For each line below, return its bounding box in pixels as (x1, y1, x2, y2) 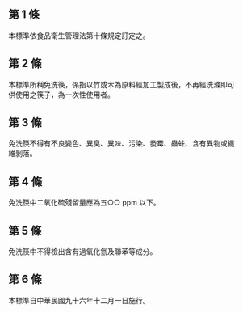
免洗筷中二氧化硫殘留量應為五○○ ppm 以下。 (8, 197, 161, 208)
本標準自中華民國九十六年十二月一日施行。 (8, 295, 150, 305)
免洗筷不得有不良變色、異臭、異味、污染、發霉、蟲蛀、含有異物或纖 (8, 138, 235, 148)
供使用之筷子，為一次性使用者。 (8, 90, 115, 99)
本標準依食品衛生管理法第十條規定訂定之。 (8, 31, 150, 40)
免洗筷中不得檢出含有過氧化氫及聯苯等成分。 (8, 247, 157, 256)
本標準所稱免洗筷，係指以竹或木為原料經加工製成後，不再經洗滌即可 (8, 79, 235, 89)
